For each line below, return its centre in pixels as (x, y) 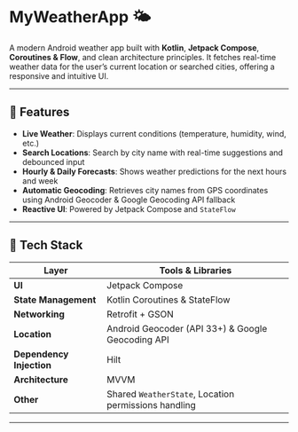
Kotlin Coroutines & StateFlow (168, 300)
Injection (32, 365)
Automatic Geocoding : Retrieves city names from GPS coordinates (145, 190)
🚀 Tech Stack (46, 245)
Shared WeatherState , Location (170, 394)
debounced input (53, 161)
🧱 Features (39, 112)
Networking (39, 314)
